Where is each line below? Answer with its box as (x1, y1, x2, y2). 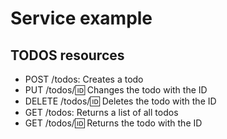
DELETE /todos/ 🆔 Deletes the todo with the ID (24, 95, 217, 107)
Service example (10, 7, 153, 30)
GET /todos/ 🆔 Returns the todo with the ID (24, 117, 203, 129)
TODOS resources (10, 47, 125, 64)
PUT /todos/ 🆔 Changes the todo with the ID (24, 84, 208, 96)
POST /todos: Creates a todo (24, 73, 144, 85)
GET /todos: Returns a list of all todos (24, 107, 179, 118)
